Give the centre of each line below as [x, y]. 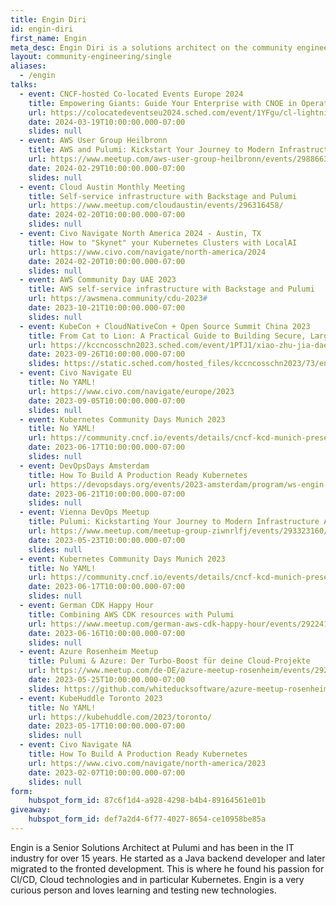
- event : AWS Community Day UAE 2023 [98, 280]
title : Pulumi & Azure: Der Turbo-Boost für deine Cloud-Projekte [169, 661]
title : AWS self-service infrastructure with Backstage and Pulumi [171, 289]
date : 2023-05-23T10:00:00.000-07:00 [107, 540]
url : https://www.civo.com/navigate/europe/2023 [131, 391]
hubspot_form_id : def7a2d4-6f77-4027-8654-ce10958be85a [147, 819]
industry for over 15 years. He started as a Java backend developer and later [168, 858]
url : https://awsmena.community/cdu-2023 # [118, 299]
